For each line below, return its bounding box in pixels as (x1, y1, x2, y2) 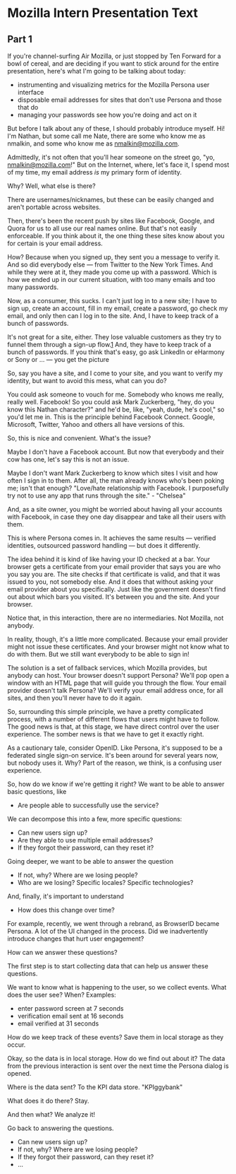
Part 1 (7, 33, 33, 45)
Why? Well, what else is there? (7, 182, 97, 190)
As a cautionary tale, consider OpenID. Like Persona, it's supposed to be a (7, 744, 223, 752)
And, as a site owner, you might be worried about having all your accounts (7, 505, 223, 513)
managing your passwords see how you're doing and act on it (17, 111, 197, 119)
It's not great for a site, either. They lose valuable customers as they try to (7, 333, 222, 341)
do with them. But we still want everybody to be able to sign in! (7, 650, 190, 658)
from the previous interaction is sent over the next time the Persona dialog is (7, 1062, 229, 1070)
